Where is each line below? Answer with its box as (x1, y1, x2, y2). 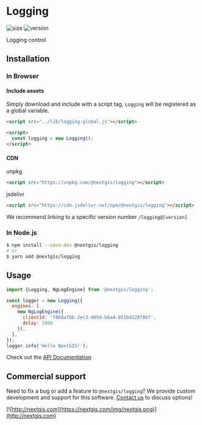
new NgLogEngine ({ (17, 309, 64, 315)
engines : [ (12, 303, 40, 309)
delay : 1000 (22, 320, 53, 327)
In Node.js (6, 228, 38, 237)
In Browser (6, 72, 40, 80)
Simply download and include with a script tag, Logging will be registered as (6, 100, 197, 108)
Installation (6, 54, 50, 64)
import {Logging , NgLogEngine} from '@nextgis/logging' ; (6, 286, 154, 292)
